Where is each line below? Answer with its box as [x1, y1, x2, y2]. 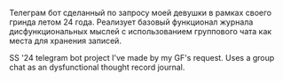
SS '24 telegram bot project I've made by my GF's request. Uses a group [9, 53, 275, 63]
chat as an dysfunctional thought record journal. [9, 62, 185, 72]
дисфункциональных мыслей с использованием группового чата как [9, 26, 272, 36]
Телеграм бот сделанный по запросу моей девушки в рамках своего [9, 8, 272, 18]
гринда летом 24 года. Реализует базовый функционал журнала [9, 17, 254, 27]
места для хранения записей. [9, 35, 122, 46]
